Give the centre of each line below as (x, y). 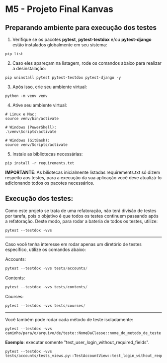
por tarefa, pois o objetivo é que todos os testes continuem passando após (82, 216)
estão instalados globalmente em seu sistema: (60, 45)
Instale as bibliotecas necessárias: (47, 154)
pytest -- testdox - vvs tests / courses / (45, 305)
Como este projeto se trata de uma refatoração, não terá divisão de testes (81, 211)
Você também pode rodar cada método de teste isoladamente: (69, 320)
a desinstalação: (29, 68)
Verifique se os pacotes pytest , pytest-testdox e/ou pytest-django (82, 39)
